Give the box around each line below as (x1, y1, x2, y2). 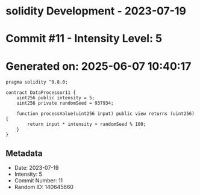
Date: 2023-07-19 (14, 164, 59, 172)
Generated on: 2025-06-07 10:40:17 (5, 59, 192, 73)
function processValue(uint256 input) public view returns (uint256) (16, 111, 195, 117)
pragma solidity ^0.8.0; (5, 79, 68, 85)
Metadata (5, 148, 43, 158)
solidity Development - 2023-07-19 (5, 4, 186, 18)
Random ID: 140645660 (14, 184, 73, 191)
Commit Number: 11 (14, 177, 63, 184)
